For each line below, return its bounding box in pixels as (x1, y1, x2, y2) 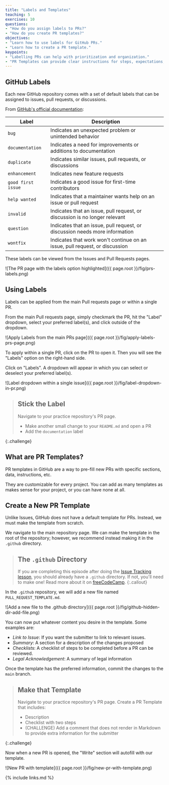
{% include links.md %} (5, 774, 54, 780)
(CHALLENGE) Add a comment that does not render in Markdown (25, 724, 161, 731)
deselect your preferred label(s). (5, 370, 72, 376)
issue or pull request (50, 199, 99, 206)
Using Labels (5, 286, 47, 294)
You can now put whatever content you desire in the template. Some (5, 619, 147, 626)
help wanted (8, 197, 37, 202)
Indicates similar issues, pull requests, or (50, 156, 146, 163)
